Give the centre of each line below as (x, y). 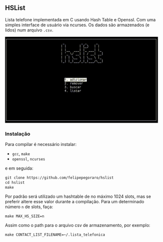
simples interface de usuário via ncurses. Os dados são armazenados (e (77, 25)
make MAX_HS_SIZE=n (25, 216)
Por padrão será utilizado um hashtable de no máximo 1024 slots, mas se (78, 196)
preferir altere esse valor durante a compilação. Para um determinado (75, 202)
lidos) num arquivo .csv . (29, 30)
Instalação (18, 134)
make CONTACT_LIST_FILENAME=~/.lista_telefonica (55, 235)
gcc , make (21, 154)
